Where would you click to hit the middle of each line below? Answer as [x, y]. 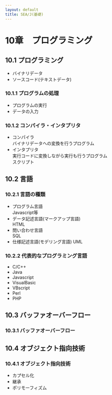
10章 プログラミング [49, 40]
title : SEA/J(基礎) [24, 14]
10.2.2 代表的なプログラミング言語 [46, 256]
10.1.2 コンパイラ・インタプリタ [43, 126]
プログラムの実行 [30, 105]
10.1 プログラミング [34, 60]
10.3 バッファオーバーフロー [48, 315]
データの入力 [25, 111]
